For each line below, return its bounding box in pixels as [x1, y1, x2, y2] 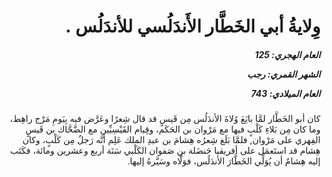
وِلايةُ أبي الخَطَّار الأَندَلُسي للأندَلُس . [64, 15, 321, 38]
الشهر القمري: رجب [246, 68, 321, 80]
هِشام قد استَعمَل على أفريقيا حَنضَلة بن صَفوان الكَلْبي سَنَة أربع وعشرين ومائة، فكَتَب [9, 145, 321, 157]
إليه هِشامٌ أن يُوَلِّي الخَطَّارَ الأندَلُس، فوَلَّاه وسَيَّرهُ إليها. [126, 155, 321, 167]
